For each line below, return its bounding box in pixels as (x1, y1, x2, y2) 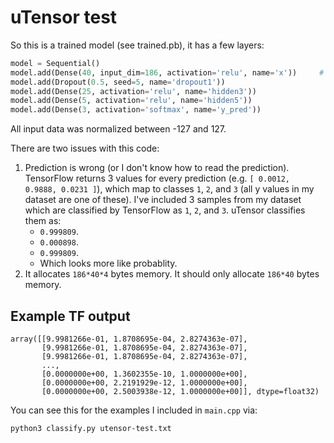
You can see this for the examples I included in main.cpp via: (10, 404, 258, 416)
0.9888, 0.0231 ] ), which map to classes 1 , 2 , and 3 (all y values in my (24, 183, 315, 195)
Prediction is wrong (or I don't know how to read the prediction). (24, 162, 290, 174)
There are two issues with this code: (10, 142, 160, 155)
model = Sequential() (10, 58, 101, 68)
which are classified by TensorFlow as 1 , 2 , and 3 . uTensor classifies (24, 204, 306, 216)
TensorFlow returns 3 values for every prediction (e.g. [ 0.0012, (24, 172, 290, 185)
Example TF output (10, 307, 131, 325)
